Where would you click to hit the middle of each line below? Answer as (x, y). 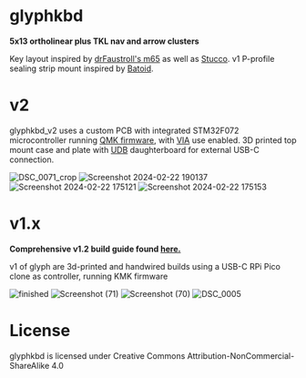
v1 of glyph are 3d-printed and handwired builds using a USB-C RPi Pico (145, 266)
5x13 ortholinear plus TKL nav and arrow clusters (104, 41)
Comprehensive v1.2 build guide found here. (95, 249)
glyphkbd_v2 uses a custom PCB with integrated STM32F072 (124, 130)
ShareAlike (30, 365)
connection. (32, 159)
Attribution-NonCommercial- (241, 355)
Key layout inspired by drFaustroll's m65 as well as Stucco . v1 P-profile (142, 58)
